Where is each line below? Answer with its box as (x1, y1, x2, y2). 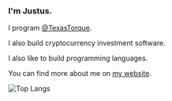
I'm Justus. (8, 5, 53, 16)
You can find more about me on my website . (8, 69, 152, 78)
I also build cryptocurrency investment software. (8, 38, 166, 48)
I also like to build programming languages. (8, 53, 148, 63)
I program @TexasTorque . (8, 23, 92, 33)
